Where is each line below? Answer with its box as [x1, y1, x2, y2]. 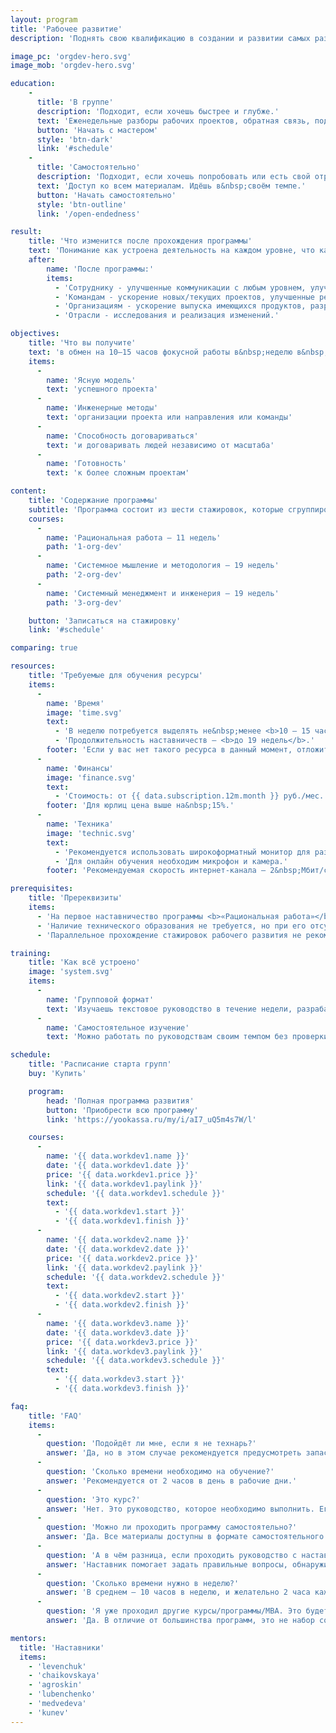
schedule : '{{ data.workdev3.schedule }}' [46, 1356, 226, 1366]
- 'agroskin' [28, 1680, 83, 1690]
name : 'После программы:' [46, 264, 155, 274]
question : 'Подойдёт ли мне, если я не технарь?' [46, 1439, 257, 1449]
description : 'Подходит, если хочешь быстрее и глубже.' [36, 106, 280, 116]
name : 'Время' [46, 698, 105, 708]
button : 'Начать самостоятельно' [36, 190, 177, 200]
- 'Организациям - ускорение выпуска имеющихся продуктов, [54, 301, 307, 311]
